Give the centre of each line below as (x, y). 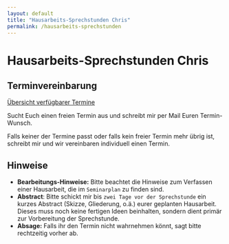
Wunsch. (20, 123)
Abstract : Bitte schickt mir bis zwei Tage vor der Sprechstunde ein (111, 196)
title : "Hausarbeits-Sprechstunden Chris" (69, 20)
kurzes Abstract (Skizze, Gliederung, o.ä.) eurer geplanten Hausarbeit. (117, 204)
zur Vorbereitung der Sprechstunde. (68, 218)
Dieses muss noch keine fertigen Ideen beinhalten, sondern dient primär (119, 212)
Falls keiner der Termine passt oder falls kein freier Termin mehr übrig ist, (111, 136)
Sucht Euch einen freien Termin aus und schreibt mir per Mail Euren (103, 116)
